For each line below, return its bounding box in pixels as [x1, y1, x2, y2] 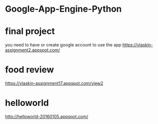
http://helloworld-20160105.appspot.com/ [5, 114, 88, 119]
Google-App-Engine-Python [5, 3, 122, 15]
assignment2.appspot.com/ [5, 47, 60, 53]
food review [5, 64, 54, 75]
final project [5, 26, 55, 37]
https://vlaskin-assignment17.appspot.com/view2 [5, 81, 104, 86]
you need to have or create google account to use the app [5, 42, 122, 48]
